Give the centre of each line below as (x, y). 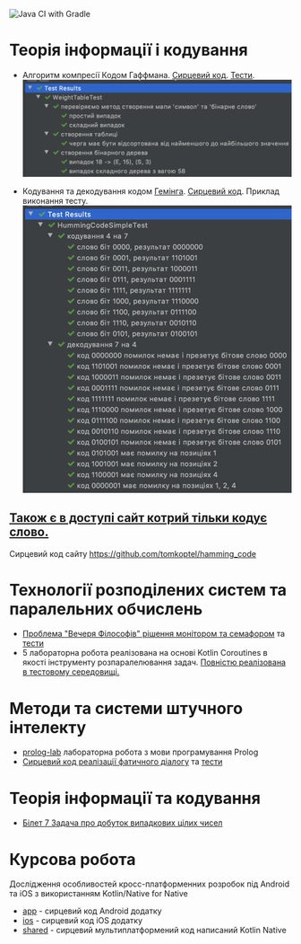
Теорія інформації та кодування (135, 798)
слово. (29, 532)
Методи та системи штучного (126, 708)
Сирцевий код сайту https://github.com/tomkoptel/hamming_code (133, 553)
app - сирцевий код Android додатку (92, 911)
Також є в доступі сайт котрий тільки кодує (138, 518)
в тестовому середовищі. (71, 672)
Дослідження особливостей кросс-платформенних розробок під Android (150, 884)
